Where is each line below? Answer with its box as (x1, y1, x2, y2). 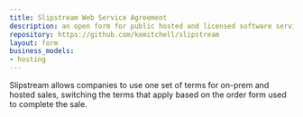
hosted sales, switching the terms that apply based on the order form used (9, 89, 287, 100)
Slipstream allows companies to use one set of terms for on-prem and (9, 80, 270, 90)
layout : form (9, 38, 59, 48)
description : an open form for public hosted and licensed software (9, 22, 272, 31)
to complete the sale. (9, 99, 87, 109)
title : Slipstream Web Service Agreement (9, 13, 168, 22)
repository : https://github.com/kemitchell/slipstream (9, 30, 220, 39)
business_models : (9, 47, 75, 56)
